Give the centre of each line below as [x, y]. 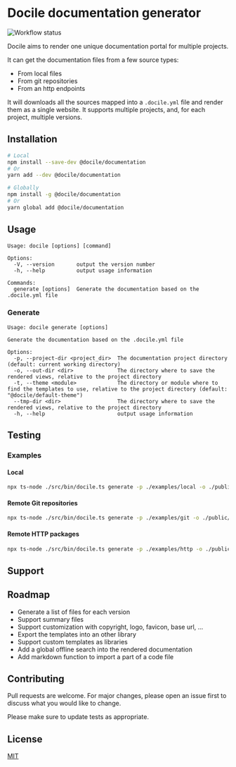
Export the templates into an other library [77, 634]
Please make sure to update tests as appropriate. [78, 717]
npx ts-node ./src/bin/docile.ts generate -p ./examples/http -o [105, 549]
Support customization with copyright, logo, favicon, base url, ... [110, 627]
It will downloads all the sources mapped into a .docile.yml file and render [115, 102]
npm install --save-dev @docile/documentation [77, 162]
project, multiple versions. [45, 117]
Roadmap [29, 595]
